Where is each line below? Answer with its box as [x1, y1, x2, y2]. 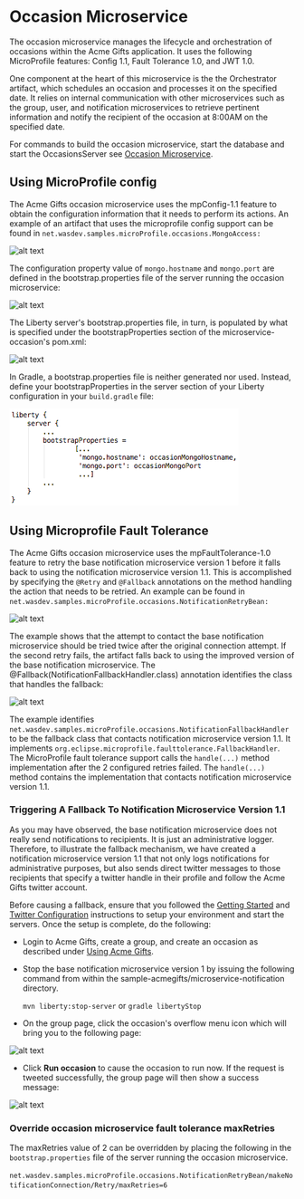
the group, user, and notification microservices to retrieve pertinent [9, 101, 260, 112]
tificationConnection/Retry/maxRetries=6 [9, 1181, 168, 1190]
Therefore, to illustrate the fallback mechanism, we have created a [9, 843, 256, 854]
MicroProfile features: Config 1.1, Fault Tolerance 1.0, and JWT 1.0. [9, 55, 255, 66]
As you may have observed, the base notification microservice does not [9, 824, 278, 835]
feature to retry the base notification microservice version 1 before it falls [9, 557, 281, 568]
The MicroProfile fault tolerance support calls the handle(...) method [9, 752, 270, 763]
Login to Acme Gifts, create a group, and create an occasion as [22, 935, 259, 947]
